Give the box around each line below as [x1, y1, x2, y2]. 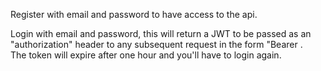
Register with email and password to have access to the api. [10, 9, 258, 20]
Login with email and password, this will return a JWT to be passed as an [10, 28, 312, 39]
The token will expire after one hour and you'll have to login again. [10, 49, 282, 61]
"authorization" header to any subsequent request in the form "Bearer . [10, 39, 303, 50]
